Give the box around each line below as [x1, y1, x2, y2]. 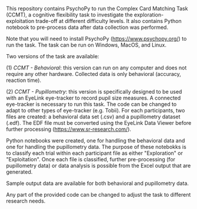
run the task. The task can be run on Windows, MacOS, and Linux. [6, 41, 166, 48]
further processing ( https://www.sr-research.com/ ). [6, 126, 131, 132]
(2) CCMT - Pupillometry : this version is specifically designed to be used [6, 88, 182, 95]
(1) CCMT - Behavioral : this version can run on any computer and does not [6, 64, 187, 71]
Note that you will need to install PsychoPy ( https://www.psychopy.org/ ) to [6, 35, 187, 42]
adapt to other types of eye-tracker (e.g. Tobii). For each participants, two [6, 107, 185, 114]
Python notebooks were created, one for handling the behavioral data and [6, 137, 185, 144]
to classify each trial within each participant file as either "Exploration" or [6, 150, 183, 157]
